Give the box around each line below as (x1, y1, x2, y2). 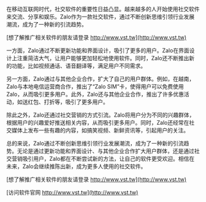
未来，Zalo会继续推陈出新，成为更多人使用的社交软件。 (6, 163, 147, 170)
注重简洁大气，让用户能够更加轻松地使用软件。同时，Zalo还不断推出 (17, 55, 189, 61)
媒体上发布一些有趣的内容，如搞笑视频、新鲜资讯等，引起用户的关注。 (11, 126, 189, 134)
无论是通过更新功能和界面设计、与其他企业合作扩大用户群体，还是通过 (17, 147, 194, 155)
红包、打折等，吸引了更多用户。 (27, 98, 109, 106)
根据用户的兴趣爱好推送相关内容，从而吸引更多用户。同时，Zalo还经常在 (6, 119, 189, 126)
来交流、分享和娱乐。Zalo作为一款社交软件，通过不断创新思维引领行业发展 (6, 13, 195, 20)
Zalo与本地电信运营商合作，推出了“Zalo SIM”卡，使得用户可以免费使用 (6, 83, 184, 90)
